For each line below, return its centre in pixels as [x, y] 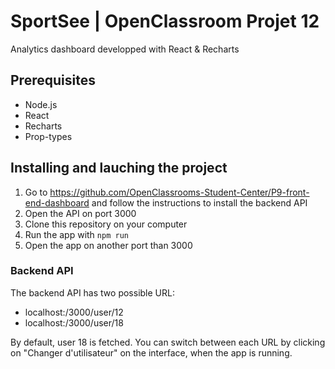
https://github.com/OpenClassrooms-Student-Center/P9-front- [179, 192]
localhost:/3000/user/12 [74, 312]
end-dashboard [57, 202]
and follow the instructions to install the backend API [199, 202]
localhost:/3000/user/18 [74, 322]
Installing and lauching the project [119, 168]
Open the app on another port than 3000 [108, 245]
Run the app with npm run [76, 234]
